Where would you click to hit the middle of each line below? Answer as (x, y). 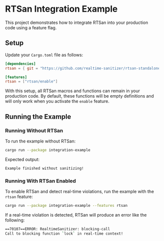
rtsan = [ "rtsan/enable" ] (31, 81)
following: (15, 220)
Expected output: (22, 159)
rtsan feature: (19, 197)
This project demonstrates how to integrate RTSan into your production (77, 22)
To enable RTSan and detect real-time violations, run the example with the (80, 191)
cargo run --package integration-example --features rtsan (66, 205)
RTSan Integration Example (61, 9)
